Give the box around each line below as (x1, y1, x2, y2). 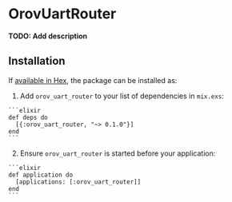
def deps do (8, 113, 48, 121)
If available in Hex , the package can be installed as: (8, 75, 178, 85)
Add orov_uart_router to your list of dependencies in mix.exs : (19, 91, 224, 101)
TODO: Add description (8, 31, 88, 41)
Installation (8, 54, 66, 68)
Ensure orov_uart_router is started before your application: (19, 149, 216, 158)
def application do (8, 171, 74, 179)
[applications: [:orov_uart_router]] (15, 177, 142, 186)
